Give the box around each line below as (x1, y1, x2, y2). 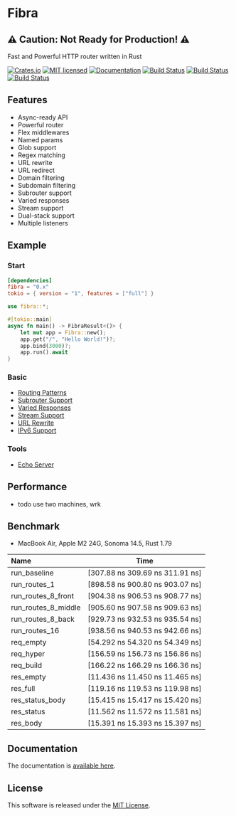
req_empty (11, 637, 47, 647)
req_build (11, 660, 43, 670)
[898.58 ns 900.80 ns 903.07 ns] (87, 580, 202, 590)
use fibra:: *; (7, 303, 50, 310)
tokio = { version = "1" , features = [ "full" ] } (7, 290, 154, 297)
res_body (11, 719, 43, 728)
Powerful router (17, 120, 64, 129)
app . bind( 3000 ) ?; (20, 342, 72, 349)
